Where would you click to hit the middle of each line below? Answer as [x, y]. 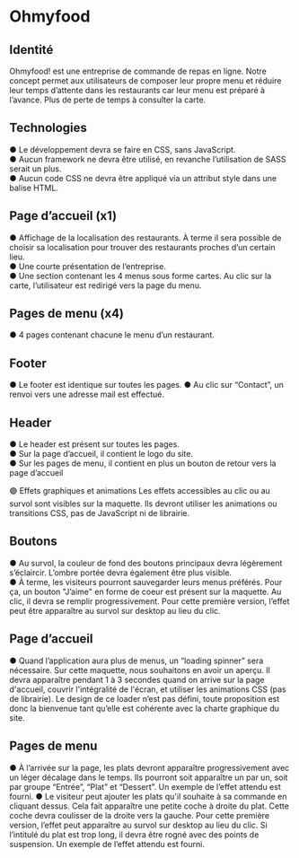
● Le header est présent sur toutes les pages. [94, 444]
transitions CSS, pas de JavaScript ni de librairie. [100, 513]
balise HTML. [34, 188]
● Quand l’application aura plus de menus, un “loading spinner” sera [136, 661]
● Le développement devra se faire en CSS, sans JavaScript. [123, 149]
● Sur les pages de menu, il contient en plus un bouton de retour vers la [143, 463]
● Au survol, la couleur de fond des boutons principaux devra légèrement [146, 563]
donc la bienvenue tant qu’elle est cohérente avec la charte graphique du [145, 708]
